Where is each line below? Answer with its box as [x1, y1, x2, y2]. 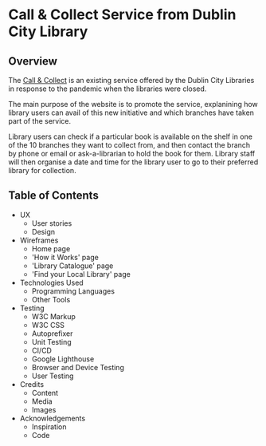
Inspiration [31, 421, 67, 432]
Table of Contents [8, 189, 100, 203]
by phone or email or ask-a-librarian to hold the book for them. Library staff [8, 149, 256, 158]
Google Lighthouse [31, 353, 95, 364]
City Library [8, 22, 88, 41]
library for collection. [8, 166, 77, 175]
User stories [31, 218, 72, 228]
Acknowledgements [19, 413, 86, 423]
